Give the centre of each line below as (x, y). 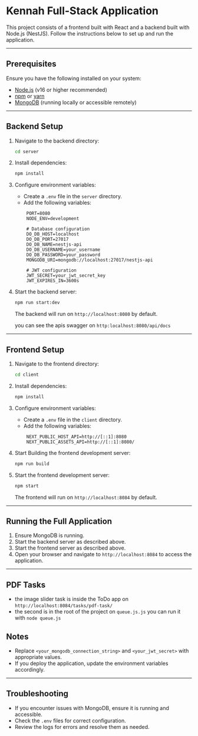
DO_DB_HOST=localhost (53, 234)
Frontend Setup (35, 349)
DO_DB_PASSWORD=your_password (63, 255)
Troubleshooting (37, 694)
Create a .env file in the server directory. (73, 196)
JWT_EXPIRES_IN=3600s (53, 281)
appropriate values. (38, 657)
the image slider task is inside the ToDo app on (71, 599)
